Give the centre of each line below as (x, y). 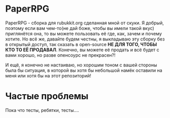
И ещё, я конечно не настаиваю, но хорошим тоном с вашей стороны (81, 65)
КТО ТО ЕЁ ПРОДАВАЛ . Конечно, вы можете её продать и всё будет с (82, 50)
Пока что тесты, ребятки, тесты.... (42, 110)
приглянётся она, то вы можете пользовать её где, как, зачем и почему (83, 33)
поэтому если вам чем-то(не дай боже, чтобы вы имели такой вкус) (80, 28)
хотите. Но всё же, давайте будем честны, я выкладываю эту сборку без (85, 39)
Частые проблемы (47, 96)
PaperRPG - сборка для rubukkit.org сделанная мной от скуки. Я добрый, (84, 23)
